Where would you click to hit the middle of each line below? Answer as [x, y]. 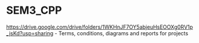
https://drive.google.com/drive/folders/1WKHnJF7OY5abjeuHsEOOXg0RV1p [99, 27]
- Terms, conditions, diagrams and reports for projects [121, 33]
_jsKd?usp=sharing [30, 33]
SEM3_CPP [34, 10]
